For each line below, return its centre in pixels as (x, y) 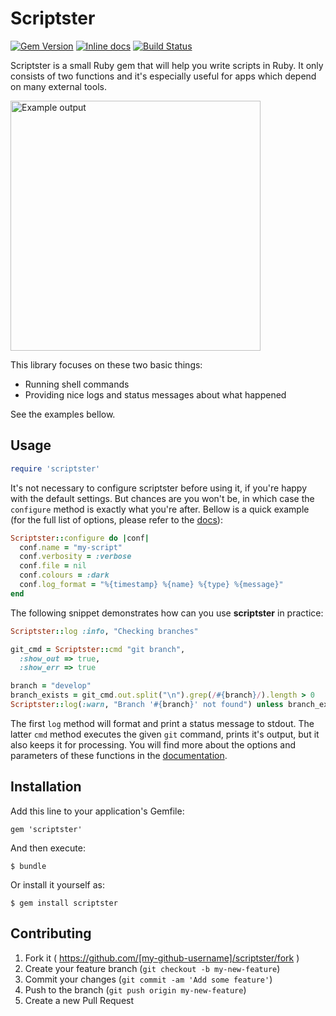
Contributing (51, 933)
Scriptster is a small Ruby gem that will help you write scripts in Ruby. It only (167, 65)
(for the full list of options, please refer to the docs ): (116, 519)
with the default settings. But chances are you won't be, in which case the (162, 498)
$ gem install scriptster (64, 903)
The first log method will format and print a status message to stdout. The (162, 723)
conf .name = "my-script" (71, 547)
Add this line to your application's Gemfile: (97, 811)
